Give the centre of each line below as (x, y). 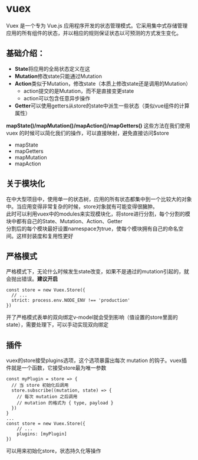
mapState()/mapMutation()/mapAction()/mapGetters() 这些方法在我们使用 (98, 125)
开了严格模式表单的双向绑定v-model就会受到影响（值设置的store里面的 (92, 317)
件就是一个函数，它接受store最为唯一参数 (56, 368)
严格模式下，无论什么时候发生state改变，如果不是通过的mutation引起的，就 (98, 272)
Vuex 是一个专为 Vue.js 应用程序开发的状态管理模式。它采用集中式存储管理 (97, 25)
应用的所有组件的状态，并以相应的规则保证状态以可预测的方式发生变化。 (94, 33)
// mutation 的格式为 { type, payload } (65, 403)
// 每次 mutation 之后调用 (47, 397)
